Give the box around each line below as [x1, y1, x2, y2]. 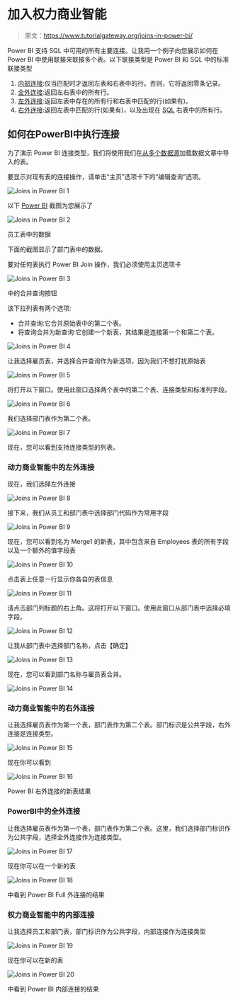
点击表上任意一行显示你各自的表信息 [7, 575, 113, 584]
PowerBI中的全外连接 [7, 807, 81, 817]
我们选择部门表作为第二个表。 [7, 414, 94, 422]
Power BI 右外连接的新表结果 [7, 787, 91, 795]
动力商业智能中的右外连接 [7, 703, 95, 712]
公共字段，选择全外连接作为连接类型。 [13, 833, 125, 841]
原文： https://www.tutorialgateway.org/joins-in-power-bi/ [24, 31, 193, 40]
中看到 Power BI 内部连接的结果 [7, 984, 99, 993]
